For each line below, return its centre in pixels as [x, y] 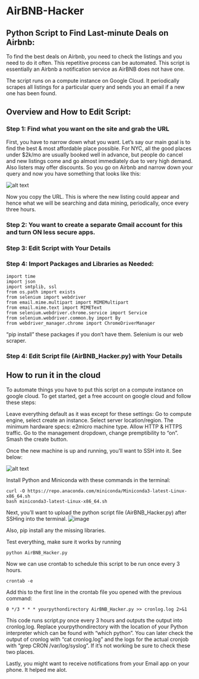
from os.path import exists [41, 292]
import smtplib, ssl [32, 287]
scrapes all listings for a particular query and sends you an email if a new [96, 87]
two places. [20, 652]
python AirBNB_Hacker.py [37, 553]
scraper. [16, 340]
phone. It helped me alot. [37, 669]
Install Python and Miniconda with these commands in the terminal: [88, 480]
